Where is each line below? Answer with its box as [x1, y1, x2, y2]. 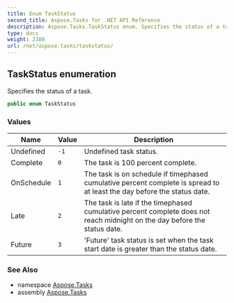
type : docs [7, 29, 39, 37]
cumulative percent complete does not [84, 206, 210, 216]
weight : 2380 [7, 36, 45, 43]
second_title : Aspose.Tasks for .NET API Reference [7, 17, 160, 24]
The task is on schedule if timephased [84, 169, 209, 178]
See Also [7, 265, 38, 274]
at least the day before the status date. [84, 186, 210, 196]
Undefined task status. [84, 146, 158, 156]
